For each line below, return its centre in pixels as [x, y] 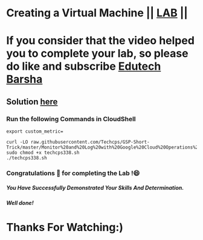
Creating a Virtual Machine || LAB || [97, 13]
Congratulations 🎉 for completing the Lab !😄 [73, 173]
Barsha [24, 79]
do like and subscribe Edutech [84, 66]
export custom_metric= [35, 132]
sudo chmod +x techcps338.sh [43, 153]
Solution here [32, 102]
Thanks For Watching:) [65, 228]
